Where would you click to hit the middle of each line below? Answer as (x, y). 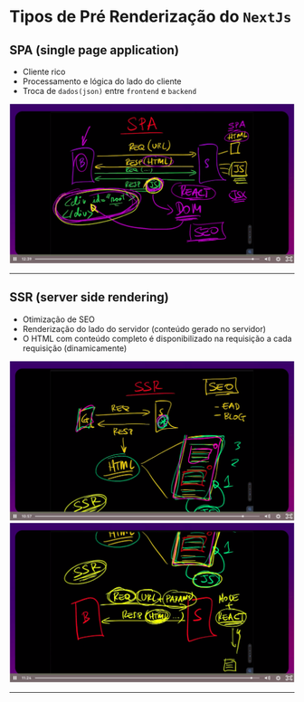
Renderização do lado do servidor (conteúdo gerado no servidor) (144, 328)
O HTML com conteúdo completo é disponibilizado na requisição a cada (157, 338)
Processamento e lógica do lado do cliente (102, 81)
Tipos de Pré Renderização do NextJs (151, 17)
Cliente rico (44, 71)
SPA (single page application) (94, 50)
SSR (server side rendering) (89, 297)
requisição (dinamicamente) (75, 348)
